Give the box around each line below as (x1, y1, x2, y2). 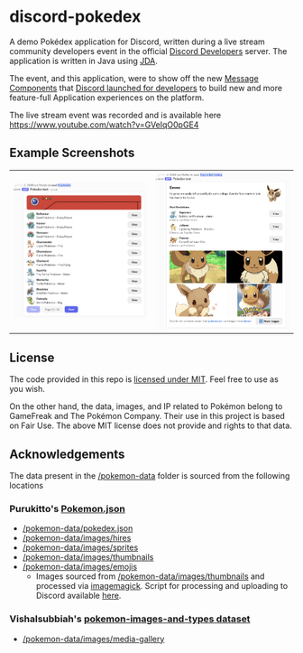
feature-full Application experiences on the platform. (9, 92, 205, 103)
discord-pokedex (9, 6, 142, 27)
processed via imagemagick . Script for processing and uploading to (35, 581, 289, 592)
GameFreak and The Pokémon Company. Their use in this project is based (9, 411, 286, 422)
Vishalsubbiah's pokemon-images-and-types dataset (9, 612, 251, 625)
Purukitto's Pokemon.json (9, 502, 126, 515)
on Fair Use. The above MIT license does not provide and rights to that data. (9, 420, 293, 431)
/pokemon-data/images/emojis (22, 562, 138, 573)
